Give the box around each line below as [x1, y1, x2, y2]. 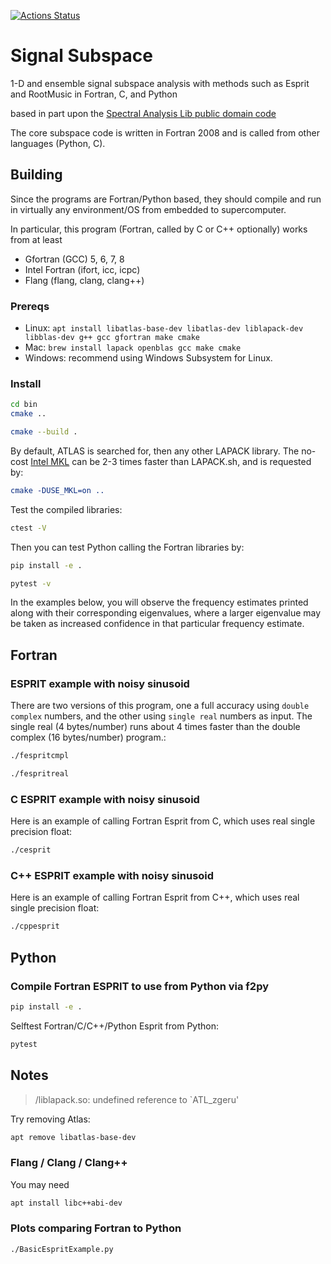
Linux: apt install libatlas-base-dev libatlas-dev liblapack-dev [24, 322, 304, 334]
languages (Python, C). [10, 137, 106, 149]
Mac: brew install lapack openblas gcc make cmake [24, 341, 242, 354]
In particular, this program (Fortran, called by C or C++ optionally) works [10, 223, 308, 235]
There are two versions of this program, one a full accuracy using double [10, 700, 310, 712]
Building [10, 166, 63, 184]
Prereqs [10, 299, 50, 313]
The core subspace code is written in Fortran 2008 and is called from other [10, 126, 320, 139]
